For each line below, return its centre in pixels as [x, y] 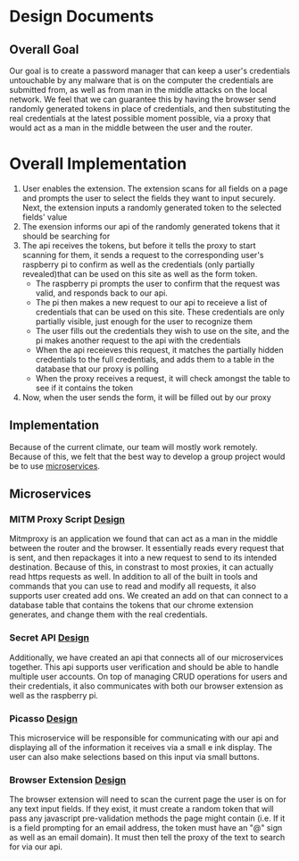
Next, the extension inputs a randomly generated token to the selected [152, 207]
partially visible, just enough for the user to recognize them [144, 321]
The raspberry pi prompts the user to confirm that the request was [158, 283]
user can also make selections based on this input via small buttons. [134, 757]
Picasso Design [44, 718]
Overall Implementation [98, 164]
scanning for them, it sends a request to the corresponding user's [143, 255]
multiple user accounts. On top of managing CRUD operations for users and [149, 676]
